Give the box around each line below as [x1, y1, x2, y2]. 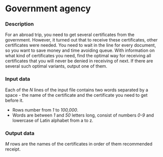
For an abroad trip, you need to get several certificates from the [5, 32, 135, 38]
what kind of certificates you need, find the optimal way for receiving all [5, 53, 152, 59]
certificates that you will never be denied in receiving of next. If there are [5, 58, 153, 64]
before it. [5, 97, 24, 103]
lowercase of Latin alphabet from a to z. [12, 117, 94, 123]
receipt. [5, 146, 21, 152]
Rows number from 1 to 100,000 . [12, 107, 79, 113]
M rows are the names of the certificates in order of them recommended [5, 141, 153, 147]
